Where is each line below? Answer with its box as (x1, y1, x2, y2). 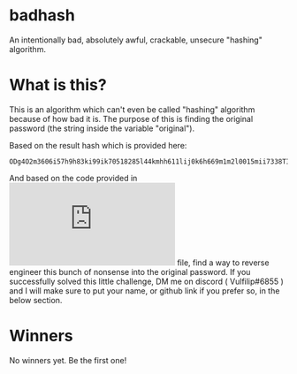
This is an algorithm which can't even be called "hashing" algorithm (9, 103, 255, 115)
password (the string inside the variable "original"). (9, 123, 195, 134)
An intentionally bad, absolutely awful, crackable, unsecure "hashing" (9, 34, 263, 45)
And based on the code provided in (9, 172, 138, 183)
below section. (9, 294, 63, 305)
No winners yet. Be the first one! (9, 355, 127, 365)
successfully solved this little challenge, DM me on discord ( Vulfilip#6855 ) (9, 276, 285, 286)
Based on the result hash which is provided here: (9, 140, 187, 150)
